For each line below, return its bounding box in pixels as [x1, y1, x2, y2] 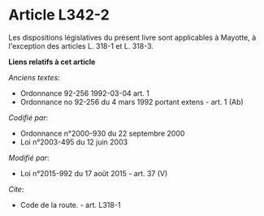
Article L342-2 [8, 6, 110, 24]
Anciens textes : [8, 72, 61, 82]
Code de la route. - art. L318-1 [19, 200, 121, 210]
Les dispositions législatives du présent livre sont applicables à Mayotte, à [8, 32, 257, 42]
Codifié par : [8, 112, 49, 123]
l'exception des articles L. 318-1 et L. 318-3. [8, 41, 154, 50]
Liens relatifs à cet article [8, 57, 96, 67]
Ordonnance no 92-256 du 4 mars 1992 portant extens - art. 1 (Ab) [19, 97, 244, 106]
